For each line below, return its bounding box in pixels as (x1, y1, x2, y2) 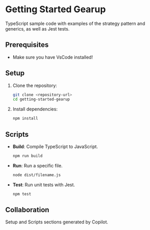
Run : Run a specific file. (12, 162, 63, 168)
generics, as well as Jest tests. (5, 25, 70, 32)
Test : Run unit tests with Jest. (12, 182, 75, 188)
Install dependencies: (12, 106, 58, 112)
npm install (12, 116, 38, 121)
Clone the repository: (12, 82, 57, 89)
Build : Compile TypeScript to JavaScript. (12, 143, 98, 150)
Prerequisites (5, 41, 49, 49)
